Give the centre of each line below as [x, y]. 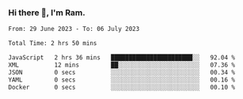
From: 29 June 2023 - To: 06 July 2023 [74, 29]
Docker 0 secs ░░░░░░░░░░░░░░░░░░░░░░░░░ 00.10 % [122, 87]
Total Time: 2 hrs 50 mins [53, 44]
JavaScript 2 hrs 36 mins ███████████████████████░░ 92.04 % [122, 58]
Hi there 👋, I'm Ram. [47, 13]
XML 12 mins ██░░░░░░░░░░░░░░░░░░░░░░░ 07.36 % [122, 65]
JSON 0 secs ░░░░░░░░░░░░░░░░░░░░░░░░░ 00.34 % [122, 72]
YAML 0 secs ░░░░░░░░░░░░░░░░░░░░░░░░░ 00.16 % [122, 80]
